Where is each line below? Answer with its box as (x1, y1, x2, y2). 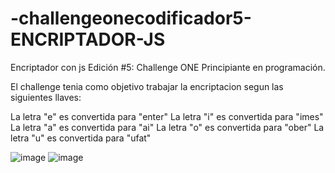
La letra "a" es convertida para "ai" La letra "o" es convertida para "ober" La (10, 121, 325, 133)
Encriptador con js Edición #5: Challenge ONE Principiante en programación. (10, 61, 326, 73)
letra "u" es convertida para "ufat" (10, 132, 152, 144)
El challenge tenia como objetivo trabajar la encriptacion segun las (10, 80, 284, 92)
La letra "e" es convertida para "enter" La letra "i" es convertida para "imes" (10, 110, 324, 122)
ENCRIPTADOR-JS (10, 28, 166, 51)
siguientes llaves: (10, 91, 82, 103)
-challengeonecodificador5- (10, 7, 252, 30)
